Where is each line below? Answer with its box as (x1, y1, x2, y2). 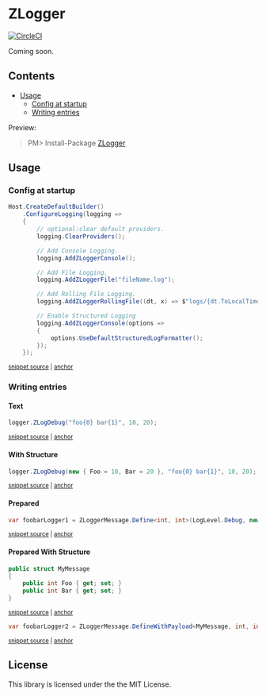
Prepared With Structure (8, 547, 91, 556)
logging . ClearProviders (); (36, 232, 126, 241)
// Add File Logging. (36, 268, 108, 276)
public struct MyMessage (8, 564, 90, 572)
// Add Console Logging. (36, 247, 119, 255)
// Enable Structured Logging (36, 312, 136, 320)
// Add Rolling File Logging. (36, 291, 136, 298)
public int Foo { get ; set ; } (22, 580, 123, 587)
